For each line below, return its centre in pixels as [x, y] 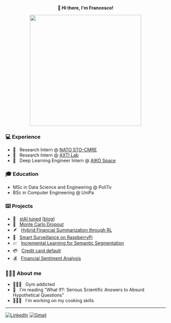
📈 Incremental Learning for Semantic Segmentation [68, 243]
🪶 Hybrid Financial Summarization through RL [62, 230]
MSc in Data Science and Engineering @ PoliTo [62, 187]
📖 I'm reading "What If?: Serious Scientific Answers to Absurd [78, 290]
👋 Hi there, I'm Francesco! [85, 8]
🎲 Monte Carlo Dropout [38, 224]
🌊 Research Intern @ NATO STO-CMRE [55, 150]
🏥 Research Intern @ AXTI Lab [46, 155]
